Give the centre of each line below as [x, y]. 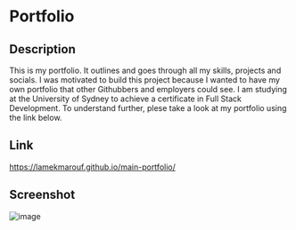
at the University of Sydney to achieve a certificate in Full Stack [126, 99]
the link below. [36, 118]
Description [42, 49]
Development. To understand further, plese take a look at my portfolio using [148, 108]
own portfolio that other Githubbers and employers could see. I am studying [148, 89]
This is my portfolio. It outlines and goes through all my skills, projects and [145, 70]
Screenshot [42, 195]
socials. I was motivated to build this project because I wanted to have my [145, 80]
